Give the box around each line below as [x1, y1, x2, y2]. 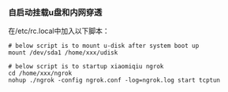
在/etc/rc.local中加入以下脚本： [8, 26, 110, 36]
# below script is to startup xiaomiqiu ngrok [8, 63, 164, 71]
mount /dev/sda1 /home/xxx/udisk [8, 49, 118, 57]
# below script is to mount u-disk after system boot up [8, 42, 200, 50]
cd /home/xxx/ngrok [8, 69, 73, 78]
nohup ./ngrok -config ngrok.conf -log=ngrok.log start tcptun [8, 76, 221, 84]
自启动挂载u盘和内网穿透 [8, 6, 103, 17]
